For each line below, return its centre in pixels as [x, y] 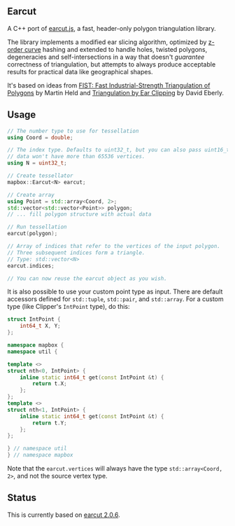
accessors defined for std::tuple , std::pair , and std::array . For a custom [115, 299]
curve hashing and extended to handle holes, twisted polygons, [116, 49]
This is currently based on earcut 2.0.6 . [64, 515]
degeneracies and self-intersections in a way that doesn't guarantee [106, 57]
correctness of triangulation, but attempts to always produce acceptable [112, 64]
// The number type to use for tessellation [73, 131]
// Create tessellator [40, 176]
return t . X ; [50, 384]
